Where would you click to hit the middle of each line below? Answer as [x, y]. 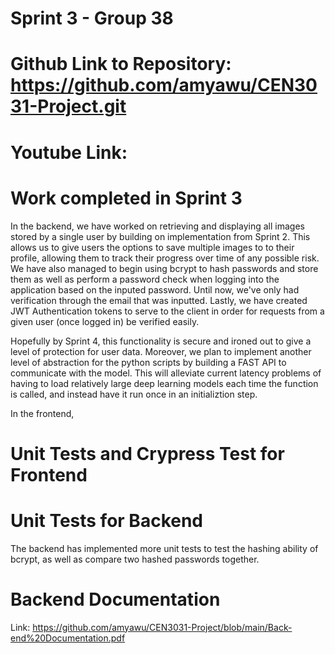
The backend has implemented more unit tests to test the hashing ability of [164, 548]
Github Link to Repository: [121, 64]
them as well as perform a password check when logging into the [145, 279]
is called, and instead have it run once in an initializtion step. [134, 394]
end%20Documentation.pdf [68, 638]
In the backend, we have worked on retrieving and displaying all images [157, 226]
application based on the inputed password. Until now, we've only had [155, 289]
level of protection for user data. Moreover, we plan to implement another [161, 351]
